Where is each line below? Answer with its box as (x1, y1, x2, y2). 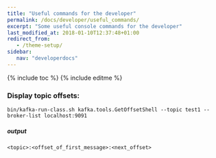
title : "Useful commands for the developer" (7, 10, 136, 17)
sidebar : (7, 49, 32, 56)
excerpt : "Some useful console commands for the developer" (7, 23, 183, 30)
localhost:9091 (43, 113, 88, 120)
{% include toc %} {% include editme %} (7, 74, 123, 82)
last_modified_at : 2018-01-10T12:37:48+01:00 (7, 29, 139, 36)
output (7, 126, 27, 135)
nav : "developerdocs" (16, 55, 78, 62)
